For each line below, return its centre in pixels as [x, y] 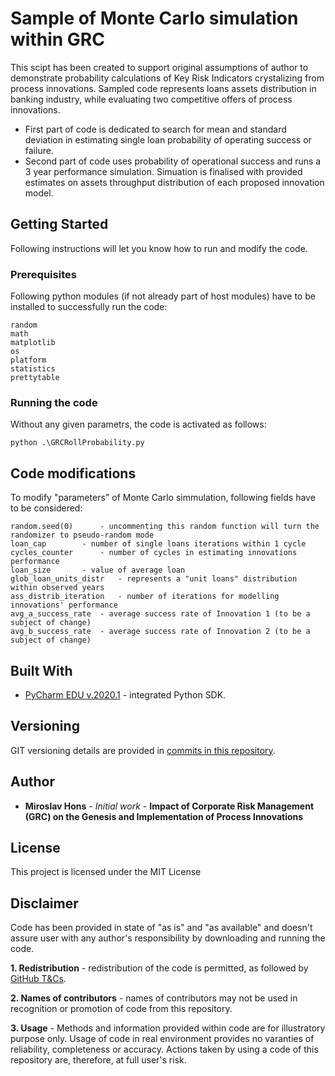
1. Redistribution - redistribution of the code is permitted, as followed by [159, 968]
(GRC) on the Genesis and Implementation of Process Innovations [164, 816]
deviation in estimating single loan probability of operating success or [168, 139]
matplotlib [33, 343]
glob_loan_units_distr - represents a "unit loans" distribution [154, 579]
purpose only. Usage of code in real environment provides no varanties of [162, 1039]
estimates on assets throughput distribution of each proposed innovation [174, 182]
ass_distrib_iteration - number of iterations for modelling [145, 597]
